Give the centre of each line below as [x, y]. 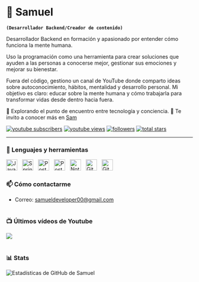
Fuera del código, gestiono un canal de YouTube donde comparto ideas [93, 81]
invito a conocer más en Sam [41, 117]
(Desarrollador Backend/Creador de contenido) [65, 28]
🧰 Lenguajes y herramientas [47, 149]
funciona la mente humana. [39, 45]
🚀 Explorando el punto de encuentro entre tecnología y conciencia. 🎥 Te [94, 111]
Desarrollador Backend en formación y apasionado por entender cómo [92, 39]
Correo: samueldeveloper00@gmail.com [64, 199]
